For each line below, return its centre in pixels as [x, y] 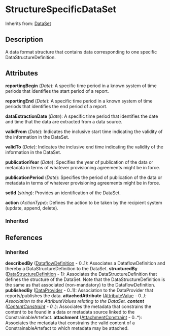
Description [24, 40]
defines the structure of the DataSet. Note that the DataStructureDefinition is [85, 279]
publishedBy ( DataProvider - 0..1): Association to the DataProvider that [79, 290]
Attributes [22, 73]
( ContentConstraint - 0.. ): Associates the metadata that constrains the [78, 306]
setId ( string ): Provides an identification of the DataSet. [63, 193]
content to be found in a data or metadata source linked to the [70, 312]
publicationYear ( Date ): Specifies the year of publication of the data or [79, 162]
